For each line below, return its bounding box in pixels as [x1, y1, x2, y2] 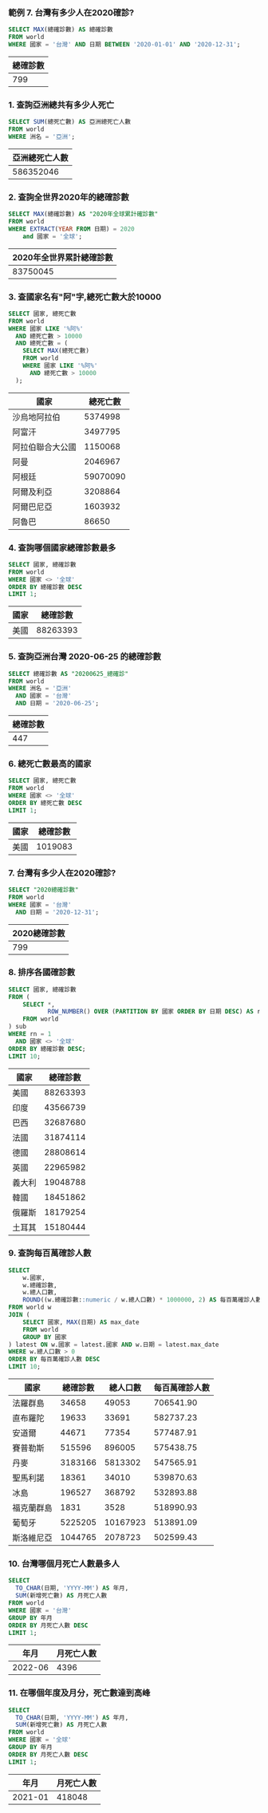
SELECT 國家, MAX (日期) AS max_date [22, 1318, 140, 1326]
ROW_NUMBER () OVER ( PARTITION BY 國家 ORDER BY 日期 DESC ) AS [47, 1008, 254, 1016]
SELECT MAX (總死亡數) [22, 347, 90, 355]
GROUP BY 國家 [22, 1333, 67, 1341]
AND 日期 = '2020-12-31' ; [15, 908, 100, 916]
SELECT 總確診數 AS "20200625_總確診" [8, 670, 129, 677]
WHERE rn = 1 [8, 1030, 52, 1038]
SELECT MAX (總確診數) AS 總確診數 [8, 26, 113, 34]
